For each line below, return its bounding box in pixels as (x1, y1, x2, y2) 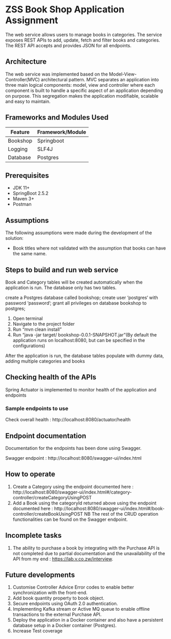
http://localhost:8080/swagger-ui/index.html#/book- (54, 505, 165, 512)
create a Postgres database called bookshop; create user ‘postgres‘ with (5, 294, 159, 300)
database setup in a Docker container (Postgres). (12, 623, 117, 629)
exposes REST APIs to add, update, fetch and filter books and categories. (5, 37, 160, 43)
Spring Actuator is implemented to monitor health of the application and (5, 386, 157, 392)
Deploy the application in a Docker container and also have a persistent (12, 617, 163, 623)
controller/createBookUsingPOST (12, 511, 83, 517)
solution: (5, 235, 24, 241)
